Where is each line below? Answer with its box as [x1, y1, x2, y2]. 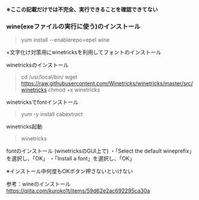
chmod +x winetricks [47, 86, 100, 94]
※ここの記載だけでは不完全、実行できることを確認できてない [6, 6, 158, 13]
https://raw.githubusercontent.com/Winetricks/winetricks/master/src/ [20, 80, 194, 87]
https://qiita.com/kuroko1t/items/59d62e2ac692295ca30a [6, 187, 150, 195]
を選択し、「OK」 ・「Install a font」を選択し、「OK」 [6, 155, 135, 162]
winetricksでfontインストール [6, 98, 79, 106]
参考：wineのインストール [6, 180, 71, 188]
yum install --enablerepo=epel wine [20, 36, 110, 44]
